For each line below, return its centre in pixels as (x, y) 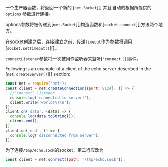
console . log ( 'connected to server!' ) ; (51, 98)
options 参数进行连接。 (30, 14)
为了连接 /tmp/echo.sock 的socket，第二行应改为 (55, 150)
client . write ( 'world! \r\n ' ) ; (40, 102)
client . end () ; (24, 121)
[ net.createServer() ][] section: (38, 74)
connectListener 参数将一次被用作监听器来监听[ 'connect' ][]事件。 (73, 59)
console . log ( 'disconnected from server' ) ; (55, 135)
